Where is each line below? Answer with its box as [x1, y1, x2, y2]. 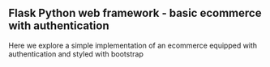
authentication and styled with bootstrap [8, 48, 144, 59]
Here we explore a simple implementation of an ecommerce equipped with [8, 40, 258, 50]
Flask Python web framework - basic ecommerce [8, 6, 262, 20]
